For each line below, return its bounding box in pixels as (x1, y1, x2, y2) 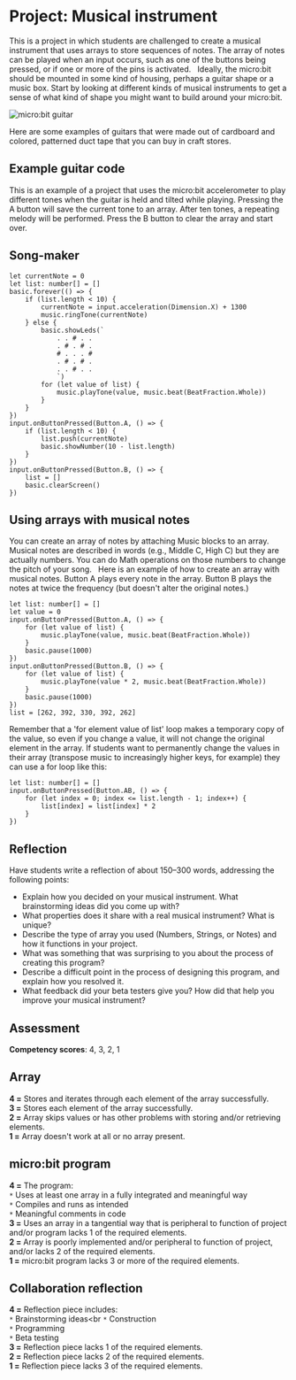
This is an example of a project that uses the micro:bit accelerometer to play (9, 184, 286, 196)
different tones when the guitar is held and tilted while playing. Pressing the (9, 194, 284, 204)
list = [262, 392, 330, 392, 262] (9, 708, 137, 718)
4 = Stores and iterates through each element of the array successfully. (9, 1093, 269, 1104)
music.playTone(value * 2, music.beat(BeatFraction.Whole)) (41, 677, 267, 687)
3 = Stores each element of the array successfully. (9, 1102, 194, 1113)
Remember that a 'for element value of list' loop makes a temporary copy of (9, 724, 285, 735)
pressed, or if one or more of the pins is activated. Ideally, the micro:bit (9, 64, 271, 74)
